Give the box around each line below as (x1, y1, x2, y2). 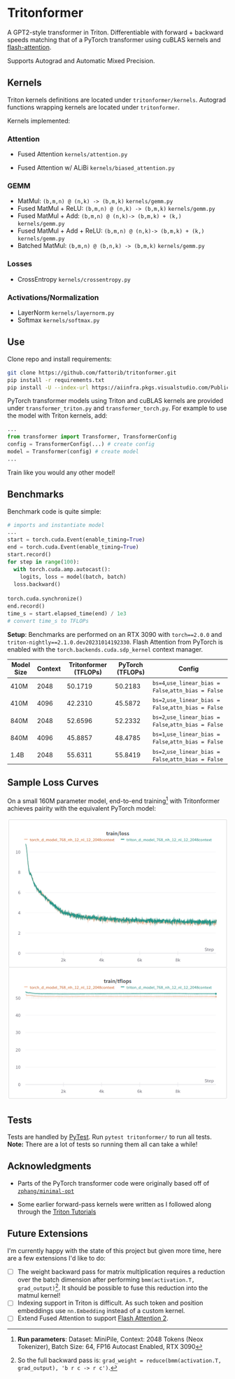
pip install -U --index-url (7, 384, 90, 391)
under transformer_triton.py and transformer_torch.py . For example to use (7, 404, 227, 413)
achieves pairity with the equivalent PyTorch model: (7, 804, 156, 812)
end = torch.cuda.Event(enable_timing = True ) (7, 544, 139, 551)
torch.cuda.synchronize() (7, 596, 83, 603)
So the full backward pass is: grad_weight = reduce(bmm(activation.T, (17, 1356, 222, 1364)
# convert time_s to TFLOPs (7, 617, 90, 624)
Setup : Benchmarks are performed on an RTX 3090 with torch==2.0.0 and (7, 630, 222, 638)
